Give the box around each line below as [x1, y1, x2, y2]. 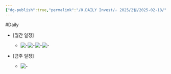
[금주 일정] [12, 53, 34, 59]
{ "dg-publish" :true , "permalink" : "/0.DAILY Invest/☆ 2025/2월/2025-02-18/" [5, 7, 167, 13]
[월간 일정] [12, 32, 34, 38]
